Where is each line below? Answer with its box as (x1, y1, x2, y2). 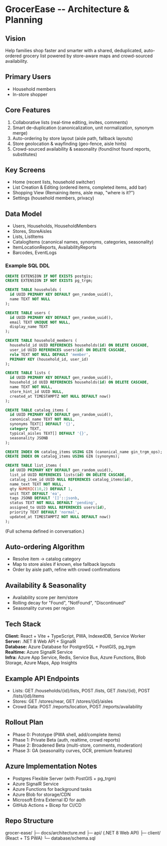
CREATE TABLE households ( (5, 287, 62, 292)
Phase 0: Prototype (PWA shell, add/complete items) (12, 732, 121, 738)
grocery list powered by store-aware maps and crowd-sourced (22, 53, 153, 59)
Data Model (5, 209, 42, 218)
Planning (5, 14, 43, 26)
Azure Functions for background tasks (12, 786, 92, 792)
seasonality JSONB (10, 435, 49, 440)
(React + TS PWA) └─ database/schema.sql (5, 835, 96, 841)
